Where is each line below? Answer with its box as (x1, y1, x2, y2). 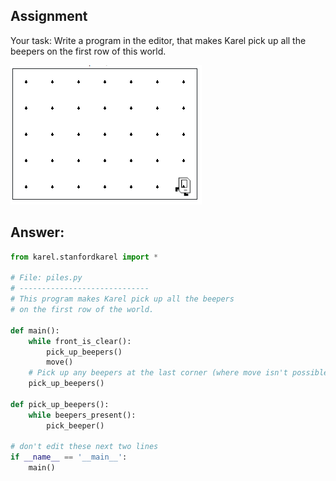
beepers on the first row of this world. (10, 45, 167, 57)
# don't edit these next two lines (10, 442, 159, 452)
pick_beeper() (46, 420, 105, 431)
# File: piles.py (10, 273, 83, 283)
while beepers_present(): (28, 410, 137, 420)
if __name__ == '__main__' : (10, 452, 128, 463)
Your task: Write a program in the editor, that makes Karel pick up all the (10, 34, 307, 46)
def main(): (10, 325, 60, 336)
